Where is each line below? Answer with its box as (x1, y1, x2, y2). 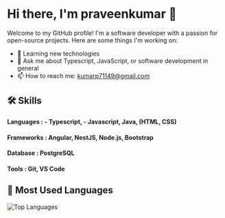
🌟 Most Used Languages (7, 184, 113, 196)
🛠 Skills (7, 95, 43, 107)
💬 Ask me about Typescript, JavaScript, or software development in (16, 56, 209, 64)
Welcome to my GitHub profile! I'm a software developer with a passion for (7, 29, 218, 37)
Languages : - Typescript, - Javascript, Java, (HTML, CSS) (7, 117, 177, 125)
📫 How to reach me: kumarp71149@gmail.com (16, 71, 150, 80)
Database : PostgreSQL (7, 149, 75, 157)
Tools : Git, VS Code (7, 165, 65, 173)
